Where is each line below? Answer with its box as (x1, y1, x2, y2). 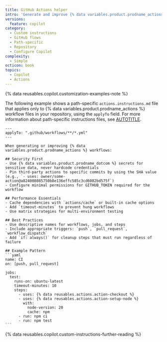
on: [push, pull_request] (5, 261, 59, 266)
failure (5, 239, 21, 245)
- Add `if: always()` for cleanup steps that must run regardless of (5, 235, 153, 240)
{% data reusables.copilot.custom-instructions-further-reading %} (5, 331, 142, 337)
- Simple (9, 58, 28, 63)
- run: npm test (18, 318, 52, 323)
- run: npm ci (18, 314, 48, 319)
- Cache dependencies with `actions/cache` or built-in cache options (5, 200, 155, 205)
